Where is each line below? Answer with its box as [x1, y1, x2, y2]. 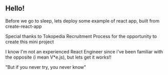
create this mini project [5, 39, 54, 45]
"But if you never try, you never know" [5, 64, 86, 70]
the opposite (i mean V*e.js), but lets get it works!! [5, 54, 112, 60]
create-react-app [5, 23, 42, 29]
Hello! [5, 4, 25, 13]
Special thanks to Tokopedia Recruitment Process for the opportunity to [5, 33, 157, 39]
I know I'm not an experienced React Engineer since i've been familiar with [5, 48, 163, 54]
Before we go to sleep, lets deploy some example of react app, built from [5, 17, 160, 24]
